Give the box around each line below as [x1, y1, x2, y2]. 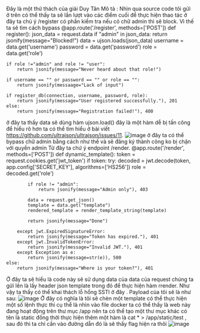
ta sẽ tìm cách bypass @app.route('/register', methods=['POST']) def [6, 24, 176, 31]
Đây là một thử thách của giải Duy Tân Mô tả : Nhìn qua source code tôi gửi [6, 5, 191, 12]
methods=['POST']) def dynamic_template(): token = [6, 151, 136, 158]
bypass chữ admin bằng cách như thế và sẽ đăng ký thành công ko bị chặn [6, 138, 191, 145]
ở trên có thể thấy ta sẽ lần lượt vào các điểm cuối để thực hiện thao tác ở [6, 11, 187, 19]
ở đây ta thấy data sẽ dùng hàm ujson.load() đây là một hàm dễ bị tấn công [6, 119, 190, 126]
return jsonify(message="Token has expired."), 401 [27, 234, 159, 240]
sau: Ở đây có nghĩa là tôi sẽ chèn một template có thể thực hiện [6, 295, 187, 302]
